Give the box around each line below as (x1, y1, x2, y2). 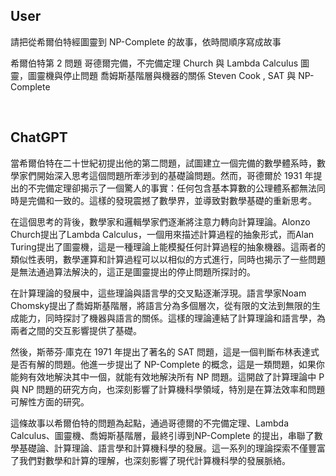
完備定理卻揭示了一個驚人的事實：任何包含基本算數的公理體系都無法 (36, 182, 317, 194)
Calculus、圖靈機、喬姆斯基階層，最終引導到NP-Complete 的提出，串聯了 (10, 429, 315, 441)
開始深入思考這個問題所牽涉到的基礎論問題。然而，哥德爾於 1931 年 (36, 169, 314, 181)
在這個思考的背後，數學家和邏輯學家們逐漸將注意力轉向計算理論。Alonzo (10, 215, 311, 228)
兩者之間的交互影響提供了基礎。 (10, 324, 142, 336)
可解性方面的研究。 (10, 395, 90, 408)
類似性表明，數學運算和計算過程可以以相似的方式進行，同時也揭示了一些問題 (10, 253, 326, 265)
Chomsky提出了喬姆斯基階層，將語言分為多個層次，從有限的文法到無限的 (10, 299, 313, 311)
